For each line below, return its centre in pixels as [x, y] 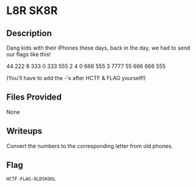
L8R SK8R [32, 11]
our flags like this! [29, 54]
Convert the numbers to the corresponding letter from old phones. [89, 146]
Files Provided [34, 97]
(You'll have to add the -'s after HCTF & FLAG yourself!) [76, 78]
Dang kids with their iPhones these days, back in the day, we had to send [98, 48]
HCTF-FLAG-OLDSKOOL [31, 179]
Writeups [24, 131]
